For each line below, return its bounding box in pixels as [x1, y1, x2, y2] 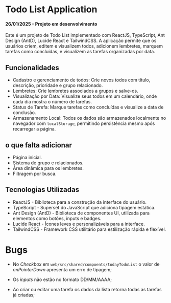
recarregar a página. [12, 126, 56, 132]
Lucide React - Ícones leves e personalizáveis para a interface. [12, 221, 145, 227]
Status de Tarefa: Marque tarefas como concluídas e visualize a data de [12, 104, 164, 111]
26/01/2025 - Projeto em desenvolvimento [5, 20, 97, 27]
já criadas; [12, 292, 35, 298]
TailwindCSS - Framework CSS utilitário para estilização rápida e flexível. [12, 226, 166, 232]
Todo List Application [5, 4, 97, 15]
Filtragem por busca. [12, 170, 57, 177]
